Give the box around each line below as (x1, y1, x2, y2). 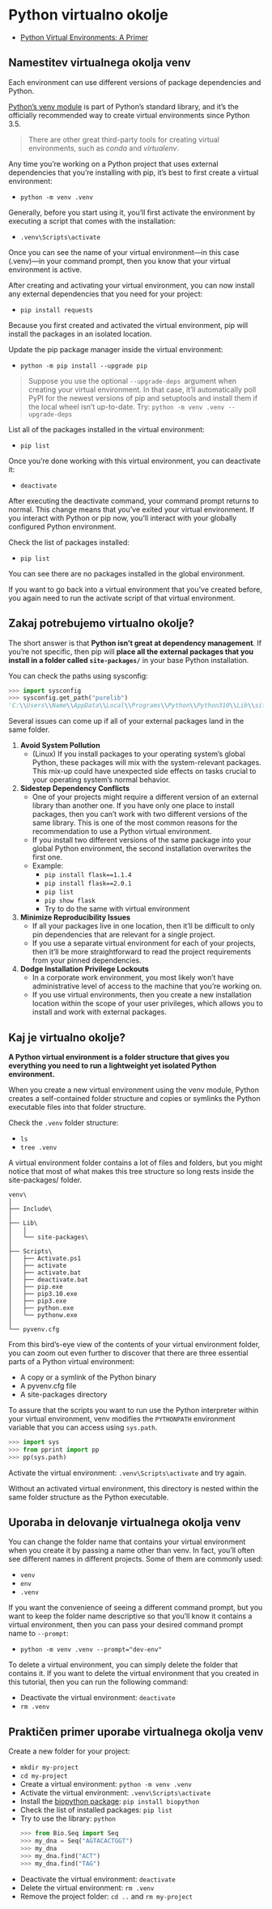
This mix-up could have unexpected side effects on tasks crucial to (32, 767, 257, 776)
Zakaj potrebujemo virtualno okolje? (8, 617, 194, 631)
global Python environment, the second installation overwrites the (32, 844, 252, 853)
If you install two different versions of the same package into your (32, 835, 252, 845)
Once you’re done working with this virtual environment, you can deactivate (8, 456, 261, 466)
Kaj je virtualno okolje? (8, 1031, 126, 1044)
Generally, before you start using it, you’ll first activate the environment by (8, 207, 256, 217)
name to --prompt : (8, 1629, 69, 1639)
